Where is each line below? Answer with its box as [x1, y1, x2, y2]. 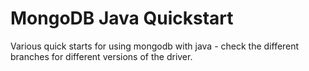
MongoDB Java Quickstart [10, 7, 234, 30]
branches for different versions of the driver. [10, 50, 193, 62]
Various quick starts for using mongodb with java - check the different [10, 40, 300, 52]
